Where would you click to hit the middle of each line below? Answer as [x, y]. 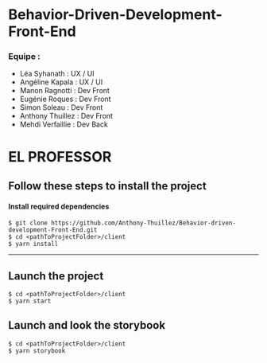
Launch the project [56, 276]
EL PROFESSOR [60, 156]
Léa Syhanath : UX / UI [57, 74]
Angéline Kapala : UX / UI [61, 82]
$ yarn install [33, 244]
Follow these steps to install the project [107, 186]
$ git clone [28, 223]
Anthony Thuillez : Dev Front [66, 116]
